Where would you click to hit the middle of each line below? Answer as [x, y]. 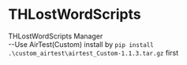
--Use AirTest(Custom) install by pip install [81, 44]
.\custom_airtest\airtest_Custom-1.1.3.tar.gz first [93, 52]
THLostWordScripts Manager [56, 36]
